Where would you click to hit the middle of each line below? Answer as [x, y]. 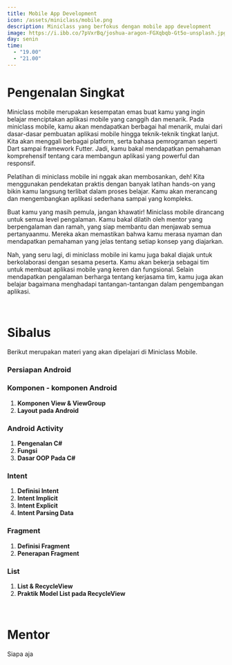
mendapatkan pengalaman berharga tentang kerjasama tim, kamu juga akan [115, 276]
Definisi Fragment [43, 546]
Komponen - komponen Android [62, 388]
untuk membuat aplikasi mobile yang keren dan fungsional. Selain [100, 269]
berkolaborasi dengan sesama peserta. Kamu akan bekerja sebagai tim [108, 262]
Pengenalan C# [40, 443]
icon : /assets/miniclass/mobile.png [60, 20]
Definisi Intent [38, 491]
